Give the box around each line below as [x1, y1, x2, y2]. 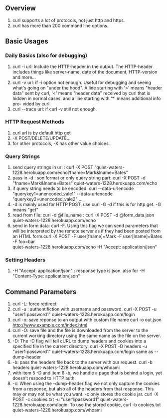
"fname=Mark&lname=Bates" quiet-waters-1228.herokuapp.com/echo [12, 180, 158, 186]
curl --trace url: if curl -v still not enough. [12, 106, 97, 112]
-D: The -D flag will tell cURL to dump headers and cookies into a [12, 338, 146, 344]
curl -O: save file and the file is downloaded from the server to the [12, 327, 149, 333]
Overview [5, 4, 36, 12]
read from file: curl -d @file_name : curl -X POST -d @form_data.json [12, 212, 155, 218]
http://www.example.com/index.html [12, 322, 88, 328]
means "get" [12, 207, 38, 213]
